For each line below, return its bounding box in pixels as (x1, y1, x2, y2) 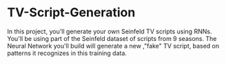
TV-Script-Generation (7, 5, 136, 20)
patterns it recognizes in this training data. (7, 49, 127, 57)
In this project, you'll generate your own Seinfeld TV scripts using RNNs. (7, 27, 212, 35)
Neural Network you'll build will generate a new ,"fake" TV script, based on (7, 42, 220, 50)
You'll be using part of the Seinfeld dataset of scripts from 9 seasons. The (7, 34, 217, 42)
